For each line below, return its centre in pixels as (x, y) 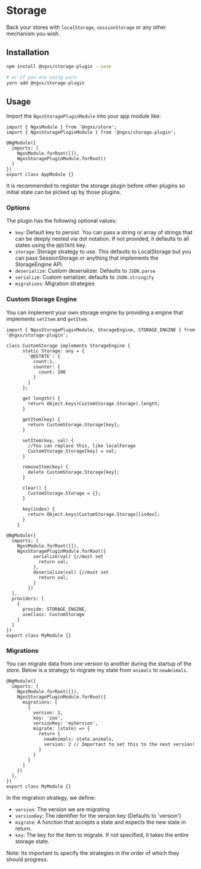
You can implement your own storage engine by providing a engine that (95, 312)
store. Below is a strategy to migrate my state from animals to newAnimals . (97, 670)
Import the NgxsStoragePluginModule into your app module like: (84, 116)
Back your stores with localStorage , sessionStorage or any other (86, 27)
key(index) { (39, 509)
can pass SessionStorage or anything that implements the (87, 258)
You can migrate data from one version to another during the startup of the (99, 664)
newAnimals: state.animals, (79, 739)
